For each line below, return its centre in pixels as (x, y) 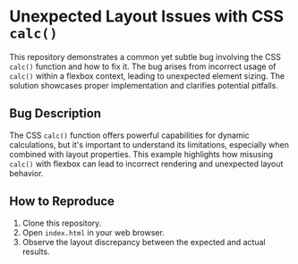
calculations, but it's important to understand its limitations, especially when (149, 144)
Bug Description (55, 114)
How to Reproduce (62, 202)
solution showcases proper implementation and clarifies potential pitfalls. (144, 85)
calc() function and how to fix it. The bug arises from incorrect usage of (143, 66)
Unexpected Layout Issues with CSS (147, 17)
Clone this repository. (62, 223)
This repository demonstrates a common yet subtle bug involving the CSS (145, 56)
